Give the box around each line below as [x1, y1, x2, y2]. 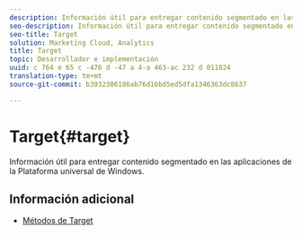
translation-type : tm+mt [9, 72, 102, 81]
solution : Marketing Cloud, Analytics [9, 38, 155, 48]
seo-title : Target [9, 30, 78, 39]
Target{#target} [9, 126, 130, 146]
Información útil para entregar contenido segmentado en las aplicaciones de [9, 156, 292, 167]
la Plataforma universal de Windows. [9, 165, 145, 176]
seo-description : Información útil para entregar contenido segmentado [9, 22, 283, 30]
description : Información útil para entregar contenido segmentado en [9, 13, 280, 22]
